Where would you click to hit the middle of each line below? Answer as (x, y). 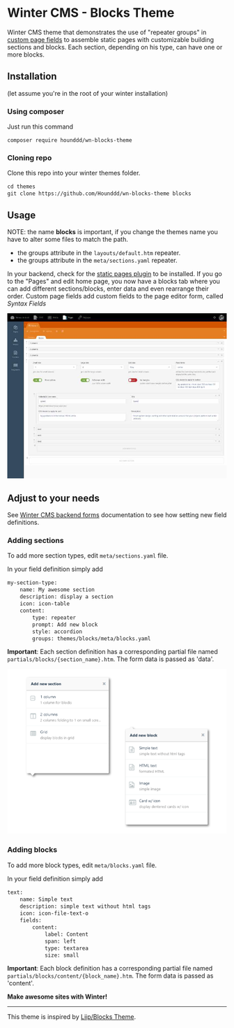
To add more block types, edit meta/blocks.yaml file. (82, 865)
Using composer (36, 111)
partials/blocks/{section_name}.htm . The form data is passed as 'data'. (111, 659)
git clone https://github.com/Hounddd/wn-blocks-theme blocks (99, 194)
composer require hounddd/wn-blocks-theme (70, 140)
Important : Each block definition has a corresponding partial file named (110, 968)
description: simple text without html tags (85, 906)
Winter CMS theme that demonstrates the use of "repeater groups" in (107, 32)
